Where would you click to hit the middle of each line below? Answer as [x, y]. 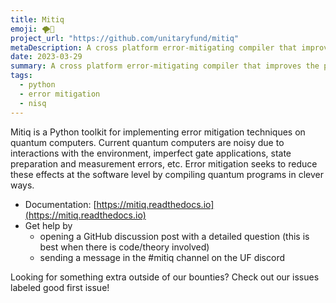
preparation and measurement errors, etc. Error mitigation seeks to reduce [164, 163]
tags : [21, 76]
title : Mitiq [37, 19]
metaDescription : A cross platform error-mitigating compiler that [154, 47]
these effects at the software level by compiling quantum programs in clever [167, 174]
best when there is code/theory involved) [124, 247]
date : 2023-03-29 [46, 57]
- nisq [33, 103]
